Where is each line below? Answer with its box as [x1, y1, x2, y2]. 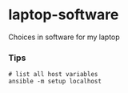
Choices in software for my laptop [8, 32, 120, 42]
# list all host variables [8, 71, 98, 79]
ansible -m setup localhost [8, 78, 102, 86]
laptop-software [8, 6, 119, 24]
